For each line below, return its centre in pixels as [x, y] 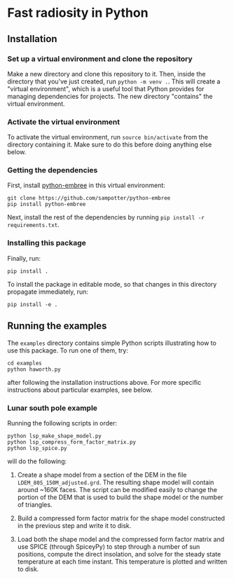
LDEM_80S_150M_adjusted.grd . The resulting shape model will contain [116, 482]
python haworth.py [34, 369]
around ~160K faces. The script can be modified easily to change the [117, 489]
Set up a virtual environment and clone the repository [100, 59]
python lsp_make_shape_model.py [54, 436]
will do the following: [37, 461]
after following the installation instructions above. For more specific [104, 382]
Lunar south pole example [53, 408]
